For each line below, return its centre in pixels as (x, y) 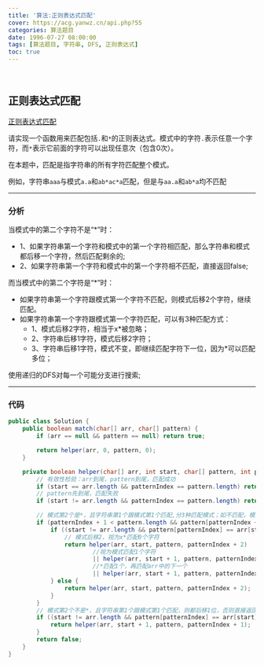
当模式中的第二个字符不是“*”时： (61, 230)
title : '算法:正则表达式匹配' (52, 15)
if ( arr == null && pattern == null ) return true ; (121, 436)
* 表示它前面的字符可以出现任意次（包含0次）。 (103, 148)
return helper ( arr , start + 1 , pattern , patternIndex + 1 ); (150, 625)
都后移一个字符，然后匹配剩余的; (72, 256)
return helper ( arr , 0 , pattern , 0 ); (96, 450)
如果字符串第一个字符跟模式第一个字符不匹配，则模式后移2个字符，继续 (135, 299)
